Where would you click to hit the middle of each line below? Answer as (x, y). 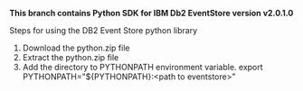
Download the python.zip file (76, 48)
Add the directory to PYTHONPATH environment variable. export (143, 67)
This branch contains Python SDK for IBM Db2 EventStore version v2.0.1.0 (151, 13)
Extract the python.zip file (71, 57)
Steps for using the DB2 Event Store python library (104, 30)
